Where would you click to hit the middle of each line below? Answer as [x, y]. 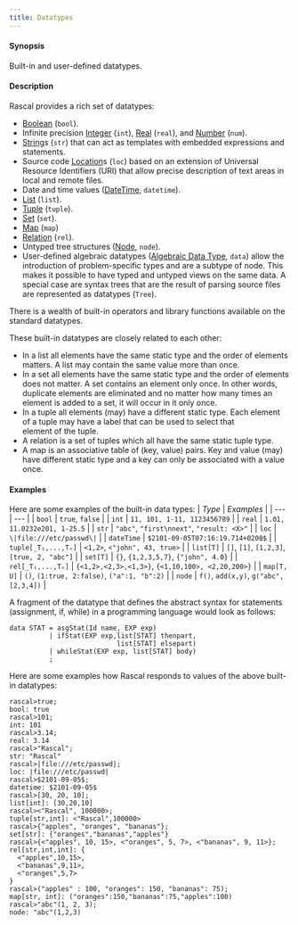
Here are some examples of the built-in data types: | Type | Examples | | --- [148, 509]
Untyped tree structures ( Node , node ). [91, 247]
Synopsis [27, 46]
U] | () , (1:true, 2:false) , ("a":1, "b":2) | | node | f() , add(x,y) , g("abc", [147, 575]
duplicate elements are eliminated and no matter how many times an [147, 393]
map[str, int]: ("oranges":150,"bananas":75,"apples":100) [121, 897]
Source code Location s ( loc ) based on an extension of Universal [141, 161]
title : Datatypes [41, 17]
